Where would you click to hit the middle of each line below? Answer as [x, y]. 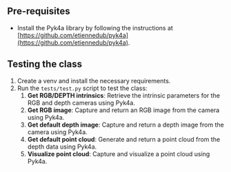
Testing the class [45, 64]
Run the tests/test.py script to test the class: [82, 88]
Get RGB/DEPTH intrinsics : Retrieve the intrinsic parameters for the [124, 95]
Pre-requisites [39, 11]
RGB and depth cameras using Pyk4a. [81, 103]
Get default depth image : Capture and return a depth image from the [125, 125]
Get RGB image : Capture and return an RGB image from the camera [123, 110]
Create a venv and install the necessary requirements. [94, 80]
